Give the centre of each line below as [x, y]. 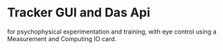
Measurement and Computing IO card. [62, 38]
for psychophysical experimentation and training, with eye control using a [112, 32]
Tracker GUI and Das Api [79, 13]
